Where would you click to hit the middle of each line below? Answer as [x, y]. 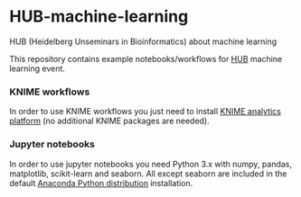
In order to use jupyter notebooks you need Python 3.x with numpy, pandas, [150, 164]
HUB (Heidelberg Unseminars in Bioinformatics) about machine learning [143, 41]
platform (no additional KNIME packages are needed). [109, 121]
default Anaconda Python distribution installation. [101, 183]
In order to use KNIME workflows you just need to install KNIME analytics [146, 112]
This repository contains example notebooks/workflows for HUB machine [146, 58]
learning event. [38, 68]
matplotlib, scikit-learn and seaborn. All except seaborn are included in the [148, 174]
